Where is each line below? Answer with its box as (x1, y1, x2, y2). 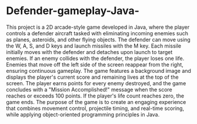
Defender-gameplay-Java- (6, 4, 140, 18)
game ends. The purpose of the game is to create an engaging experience (6, 98, 186, 105)
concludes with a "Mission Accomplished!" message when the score (6, 86, 172, 93)
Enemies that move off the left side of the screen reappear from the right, (6, 61, 183, 68)
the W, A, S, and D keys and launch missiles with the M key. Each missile (6, 42, 181, 49)
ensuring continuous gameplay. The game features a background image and (6, 67, 191, 74)
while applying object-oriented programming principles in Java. (6, 110, 160, 118)
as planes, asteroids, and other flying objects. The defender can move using (6, 36, 191, 43)
